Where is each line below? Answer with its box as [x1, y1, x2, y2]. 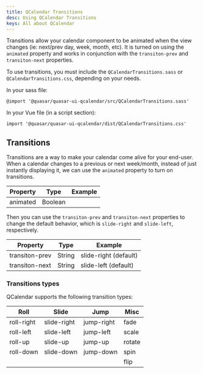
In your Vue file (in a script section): [6, 109, 96, 117]
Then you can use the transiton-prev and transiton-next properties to [6, 214, 185, 221]
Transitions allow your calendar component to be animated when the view [6, 37, 192, 45]
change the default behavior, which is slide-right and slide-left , [6, 220, 174, 228]
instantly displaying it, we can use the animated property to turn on [6, 167, 173, 174]
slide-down [44, 348, 78, 356]
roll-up [9, 338, 30, 347]
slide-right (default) [80, 251, 138, 260]
